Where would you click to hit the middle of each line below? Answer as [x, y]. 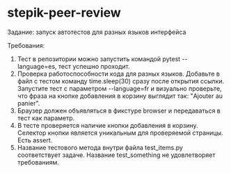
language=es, [37, 66]
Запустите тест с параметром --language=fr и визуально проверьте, [119, 88]
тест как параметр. [46, 118]
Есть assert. [35, 140]
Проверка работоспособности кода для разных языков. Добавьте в [119, 74]
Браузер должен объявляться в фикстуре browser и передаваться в [119, 110]
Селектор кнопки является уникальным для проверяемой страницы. [120, 133]
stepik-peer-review [64, 13]
